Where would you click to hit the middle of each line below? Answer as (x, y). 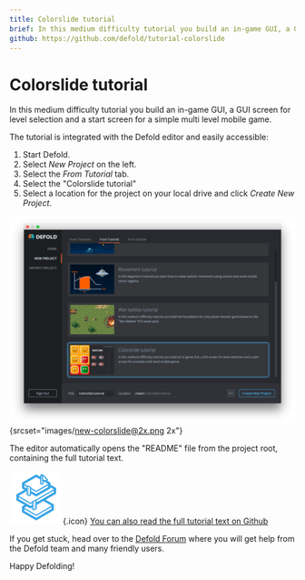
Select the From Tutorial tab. (76, 174)
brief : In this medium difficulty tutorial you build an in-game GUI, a (150, 29)
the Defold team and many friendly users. (87, 548)
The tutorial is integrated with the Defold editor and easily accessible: (139, 137)
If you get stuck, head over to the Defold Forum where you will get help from (152, 538)
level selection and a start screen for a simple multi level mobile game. (141, 119)
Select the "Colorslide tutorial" (79, 184)
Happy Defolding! (42, 565)
